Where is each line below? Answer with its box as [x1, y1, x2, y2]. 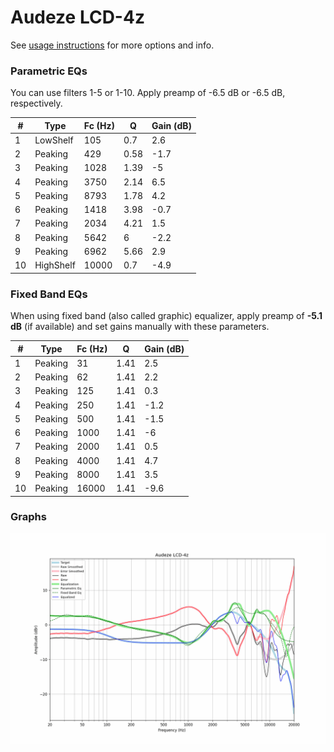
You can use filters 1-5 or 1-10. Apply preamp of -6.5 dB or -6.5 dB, [10, 87, 286, 99]
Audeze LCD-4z [10, 6, 145, 29]
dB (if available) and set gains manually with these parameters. [10, 321, 270, 333]
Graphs [10, 510, 47, 524]
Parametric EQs [10, 64, 88, 78]
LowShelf [34, 134, 74, 146]
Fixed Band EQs [10, 287, 88, 301]
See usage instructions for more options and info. [10, 39, 215, 51]
